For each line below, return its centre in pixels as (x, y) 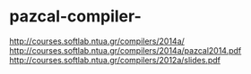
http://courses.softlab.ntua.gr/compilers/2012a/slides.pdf (115, 60)
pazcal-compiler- (75, 16)
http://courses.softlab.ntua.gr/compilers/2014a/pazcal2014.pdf (125, 50)
